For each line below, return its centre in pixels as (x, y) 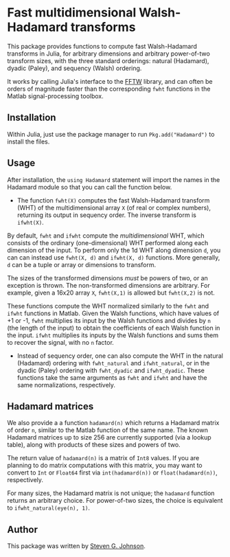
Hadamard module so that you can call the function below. (90, 187)
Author (22, 529)
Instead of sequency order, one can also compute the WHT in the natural (120, 356)
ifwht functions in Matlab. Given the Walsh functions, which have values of (113, 313)
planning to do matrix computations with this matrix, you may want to (105, 466)
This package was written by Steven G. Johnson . (76, 546)
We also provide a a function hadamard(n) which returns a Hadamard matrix (113, 423)
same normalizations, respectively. (66, 385)
